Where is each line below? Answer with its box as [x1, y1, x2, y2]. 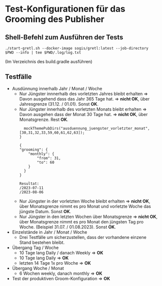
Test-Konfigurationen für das [5, 3, 126, 15]
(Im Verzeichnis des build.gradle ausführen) [5, 59, 93, 64]
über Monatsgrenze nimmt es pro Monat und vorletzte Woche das [19, 203, 151, 209]
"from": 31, [36, 155, 61, 161]
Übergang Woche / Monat [12, 265, 64, 271]
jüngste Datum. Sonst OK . [19, 208, 71, 214]
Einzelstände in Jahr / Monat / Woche [12, 229, 87, 235]
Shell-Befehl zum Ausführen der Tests [5, 33, 124, 41]
